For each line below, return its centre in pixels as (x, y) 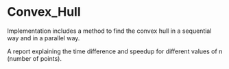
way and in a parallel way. (44, 38)
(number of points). (34, 58)
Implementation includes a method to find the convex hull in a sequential (109, 31)
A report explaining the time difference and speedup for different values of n (115, 51)
